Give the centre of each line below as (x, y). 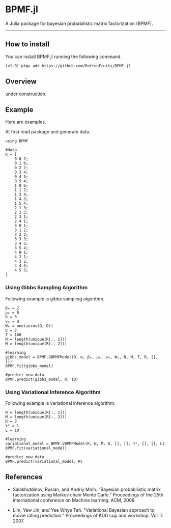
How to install (27, 44)
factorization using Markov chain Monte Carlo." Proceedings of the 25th (88, 494)
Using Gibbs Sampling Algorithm (47, 288)
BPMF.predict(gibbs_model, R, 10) (42, 379)
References (24, 477)
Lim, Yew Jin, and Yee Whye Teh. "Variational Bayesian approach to (83, 510)
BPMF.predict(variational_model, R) (44, 461)
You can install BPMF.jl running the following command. (64, 57)
